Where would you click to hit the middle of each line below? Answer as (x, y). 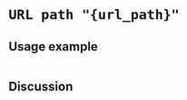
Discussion (41, 87)
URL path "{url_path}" (94, 15)
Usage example (54, 46)
